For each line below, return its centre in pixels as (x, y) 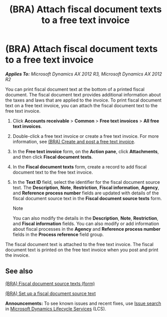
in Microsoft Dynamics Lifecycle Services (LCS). (56, 309)
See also (19, 271)
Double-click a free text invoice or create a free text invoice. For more (86, 136)
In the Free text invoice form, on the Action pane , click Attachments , (86, 151)
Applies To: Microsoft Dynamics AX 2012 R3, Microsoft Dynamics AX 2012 (84, 74)
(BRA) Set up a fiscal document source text (50, 293)
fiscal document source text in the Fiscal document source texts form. (87, 198)
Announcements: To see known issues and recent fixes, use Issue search (83, 303)
